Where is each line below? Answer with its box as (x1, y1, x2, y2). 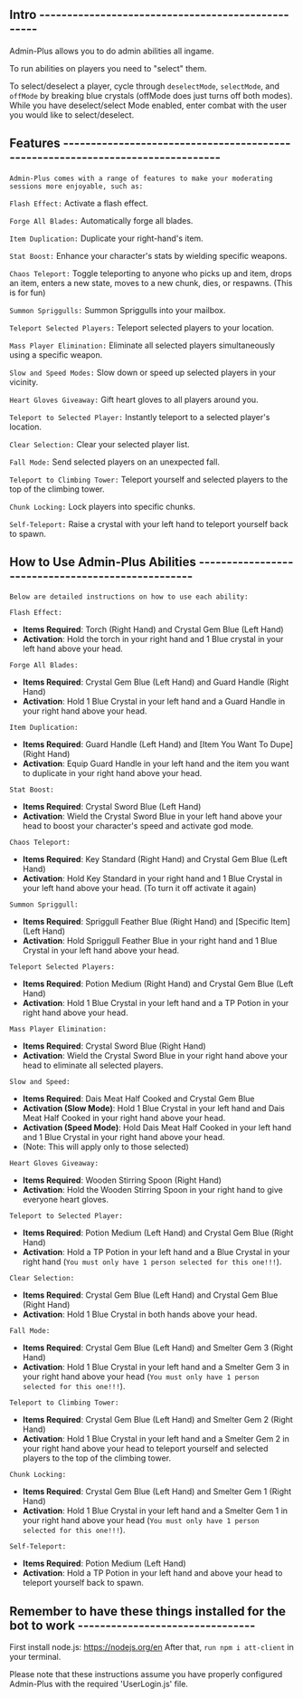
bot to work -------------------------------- (9, 1617, 256, 1633)
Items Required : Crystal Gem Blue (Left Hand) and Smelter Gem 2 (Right (22, 1415, 294, 1425)
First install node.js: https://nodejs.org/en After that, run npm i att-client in (9, 1642, 294, 1653)
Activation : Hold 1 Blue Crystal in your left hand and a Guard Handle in (22, 696, 286, 707)
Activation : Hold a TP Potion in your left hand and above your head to (22, 1568, 283, 1578)
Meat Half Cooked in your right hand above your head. (22, 1113, 226, 1124)
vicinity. (9, 376, 39, 388)
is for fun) (9, 287, 46, 298)
